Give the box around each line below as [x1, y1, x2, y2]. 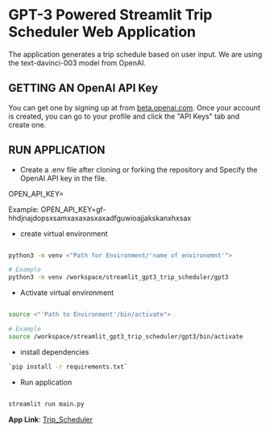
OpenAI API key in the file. [19, 173, 107, 183]
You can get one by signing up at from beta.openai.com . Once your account [8, 102, 260, 112]
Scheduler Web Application [8, 23, 196, 41]
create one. [8, 119, 47, 130]
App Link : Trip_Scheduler [8, 414, 93, 424]
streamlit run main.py [8, 400, 85, 408]
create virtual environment [19, 228, 108, 239]
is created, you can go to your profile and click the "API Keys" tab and [8, 111, 240, 121]
